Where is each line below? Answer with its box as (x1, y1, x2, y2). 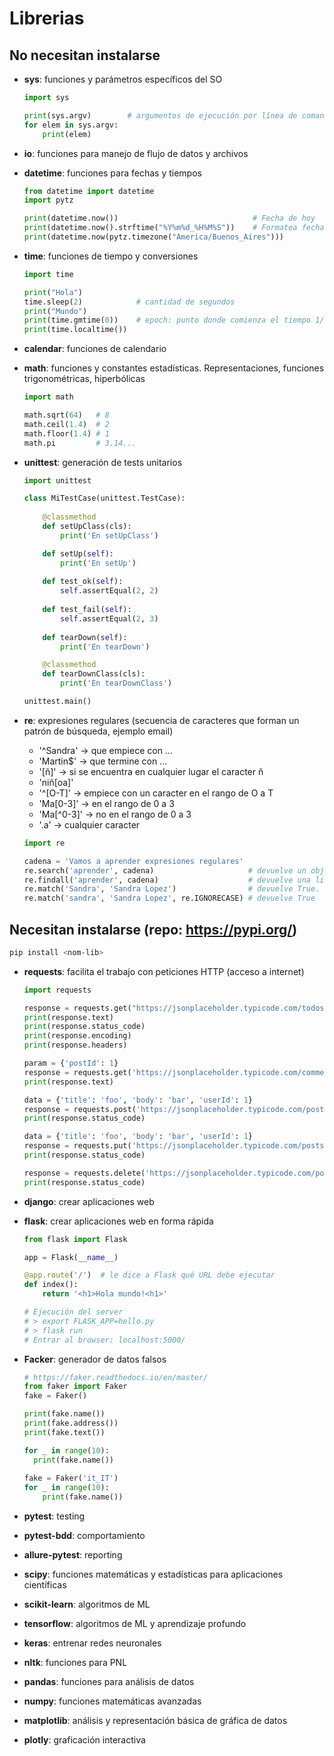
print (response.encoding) (23, 1031, 132, 1041)
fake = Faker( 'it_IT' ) (23, 1473, 119, 1484)
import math (23, 392, 74, 402)
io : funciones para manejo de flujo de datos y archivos (23, 147, 249, 159)
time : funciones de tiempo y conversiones (23, 250, 199, 262)
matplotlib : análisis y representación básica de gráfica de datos (23, 1715, 288, 1727)
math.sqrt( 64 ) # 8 (23, 410, 110, 420)
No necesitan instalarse (9, 47, 161, 64)
